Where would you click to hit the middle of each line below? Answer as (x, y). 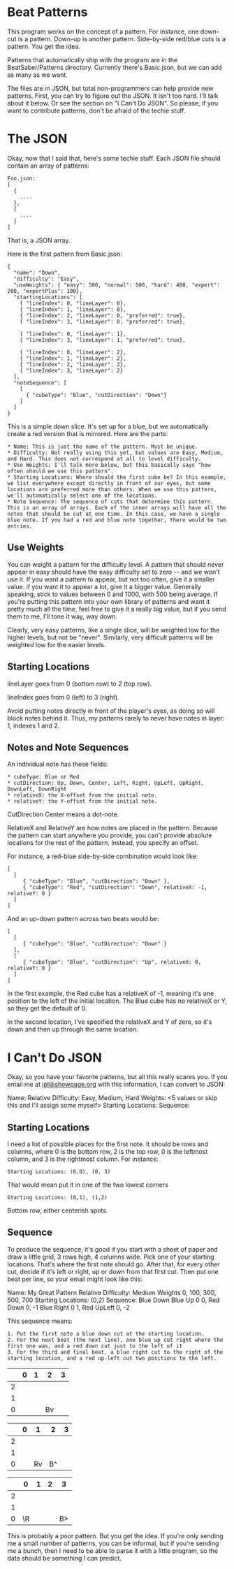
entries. (20, 526)
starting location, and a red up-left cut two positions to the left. (112, 1358)
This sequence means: (40, 1321)
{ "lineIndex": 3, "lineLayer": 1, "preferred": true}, (103, 340)
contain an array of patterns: (48, 166)
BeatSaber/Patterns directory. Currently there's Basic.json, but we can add (115, 67)
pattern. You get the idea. (44, 46)
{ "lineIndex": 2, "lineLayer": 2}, (73, 364)
